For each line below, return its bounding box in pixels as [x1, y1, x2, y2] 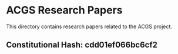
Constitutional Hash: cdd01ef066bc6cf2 [6, 40, 157, 50]
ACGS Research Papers [6, 4, 123, 17]
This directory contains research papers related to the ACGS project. [6, 23, 172, 30]
